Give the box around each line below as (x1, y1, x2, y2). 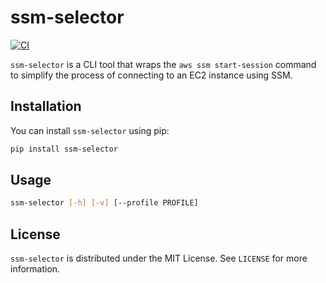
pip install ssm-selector (10, 144, 118, 154)
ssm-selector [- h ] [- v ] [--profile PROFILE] (10, 198, 199, 208)
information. (10, 263, 61, 275)
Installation (10, 98, 82, 115)
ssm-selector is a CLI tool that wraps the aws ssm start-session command (10, 58, 317, 70)
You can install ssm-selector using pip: (10, 124, 170, 136)
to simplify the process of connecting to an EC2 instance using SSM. (10, 69, 293, 81)
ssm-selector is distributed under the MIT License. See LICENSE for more (10, 252, 308, 265)
